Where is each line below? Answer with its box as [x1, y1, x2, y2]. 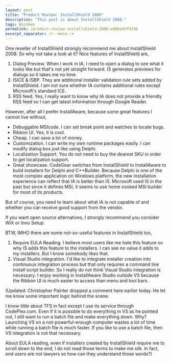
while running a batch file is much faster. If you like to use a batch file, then [5, 325, 163, 330]
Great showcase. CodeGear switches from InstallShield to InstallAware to [12, 162, 166, 168]
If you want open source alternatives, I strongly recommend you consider [5, 214, 160, 220]
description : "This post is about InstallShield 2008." [5, 17, 127, 22]
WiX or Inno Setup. [5, 220, 45, 225]
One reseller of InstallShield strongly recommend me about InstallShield [5, 46, 156, 51]
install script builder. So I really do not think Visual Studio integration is [12, 267, 161, 273]
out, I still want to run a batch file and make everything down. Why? [5, 314, 147, 320]
